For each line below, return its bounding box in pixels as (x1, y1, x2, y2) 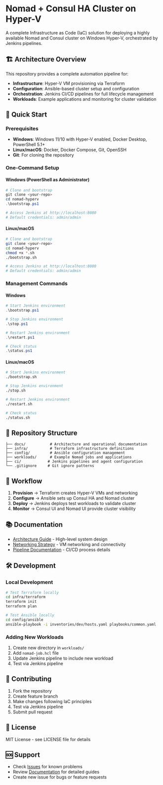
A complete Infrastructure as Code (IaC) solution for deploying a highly (5, 30, 150, 36)
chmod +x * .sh (5, 250, 35, 255)
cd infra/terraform (5, 594, 46, 600)
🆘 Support (5, 751, 40, 759)
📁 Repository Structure (5, 429, 78, 437)
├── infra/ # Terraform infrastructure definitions (5, 446, 134, 451)
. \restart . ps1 (5, 335, 35, 340)
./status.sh (5, 415, 30, 420)
